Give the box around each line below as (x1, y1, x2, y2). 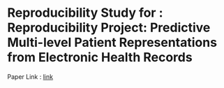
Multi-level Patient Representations (7, 35, 218, 50)
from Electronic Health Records (7, 50, 193, 66)
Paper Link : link (7, 72, 54, 81)
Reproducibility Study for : (7, 5, 163, 21)
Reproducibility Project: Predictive (7, 20, 211, 36)
